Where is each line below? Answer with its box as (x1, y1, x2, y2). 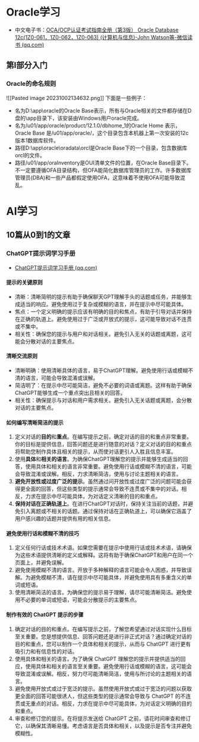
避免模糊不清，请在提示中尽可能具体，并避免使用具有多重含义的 (30, 574, 187, 581)
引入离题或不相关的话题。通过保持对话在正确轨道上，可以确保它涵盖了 (20, 507, 192, 515)
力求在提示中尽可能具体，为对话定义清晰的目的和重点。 (25, 492, 161, 500)
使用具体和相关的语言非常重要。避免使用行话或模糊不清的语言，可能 (25, 463, 192, 470)
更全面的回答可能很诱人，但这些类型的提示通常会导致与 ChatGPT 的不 (14, 692, 186, 700)
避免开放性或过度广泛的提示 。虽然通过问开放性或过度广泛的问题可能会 (14, 478, 187, 485)
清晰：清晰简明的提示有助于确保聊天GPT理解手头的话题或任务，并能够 (14, 293, 187, 300)
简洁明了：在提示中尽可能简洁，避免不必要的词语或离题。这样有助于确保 (14, 382, 192, 389)
